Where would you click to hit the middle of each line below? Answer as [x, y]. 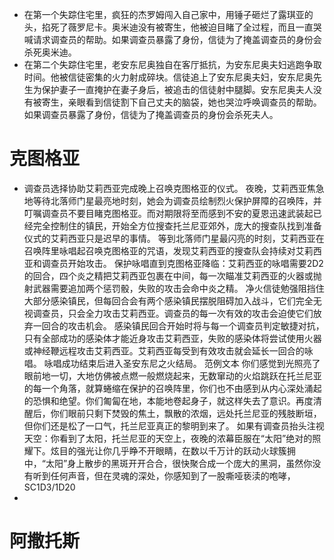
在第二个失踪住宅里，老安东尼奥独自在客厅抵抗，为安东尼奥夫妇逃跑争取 [172, 64]
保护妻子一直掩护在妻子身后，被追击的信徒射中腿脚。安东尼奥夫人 [177, 89]
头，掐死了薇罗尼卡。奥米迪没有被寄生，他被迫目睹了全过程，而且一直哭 [172, 27]
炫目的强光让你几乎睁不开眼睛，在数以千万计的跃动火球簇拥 [173, 450]
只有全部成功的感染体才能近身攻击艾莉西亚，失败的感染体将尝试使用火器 [172, 338]
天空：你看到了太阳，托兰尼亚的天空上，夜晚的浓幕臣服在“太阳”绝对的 [168, 438]
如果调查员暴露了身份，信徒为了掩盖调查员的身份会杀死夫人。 [151, 114]
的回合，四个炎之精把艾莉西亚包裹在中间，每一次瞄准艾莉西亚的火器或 [168, 275]
